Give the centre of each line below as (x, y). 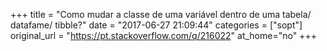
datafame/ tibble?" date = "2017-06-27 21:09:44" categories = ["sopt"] (156, 25)
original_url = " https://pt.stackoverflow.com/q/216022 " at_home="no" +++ (163, 35)
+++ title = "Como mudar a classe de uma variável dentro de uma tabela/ (161, 14)
